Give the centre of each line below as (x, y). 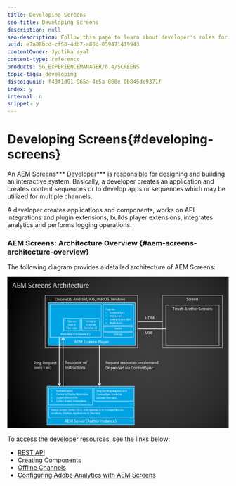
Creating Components (50, 460)
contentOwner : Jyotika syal (48, 52)
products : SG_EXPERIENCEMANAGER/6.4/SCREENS (73, 67)
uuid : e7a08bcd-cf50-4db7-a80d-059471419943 (73, 45)
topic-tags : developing (42, 74)
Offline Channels (42, 468)
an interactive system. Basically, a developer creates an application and (111, 181)
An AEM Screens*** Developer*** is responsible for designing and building (116, 174)
